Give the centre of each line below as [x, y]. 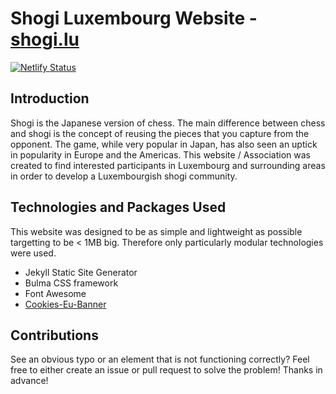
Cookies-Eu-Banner [65, 304]
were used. [33, 253]
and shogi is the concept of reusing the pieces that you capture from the [160, 133]
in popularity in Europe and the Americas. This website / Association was [161, 154]
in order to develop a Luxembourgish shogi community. [124, 176]
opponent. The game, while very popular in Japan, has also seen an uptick [164, 144]
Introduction [50, 98]
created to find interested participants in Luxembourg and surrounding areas [168, 165]
